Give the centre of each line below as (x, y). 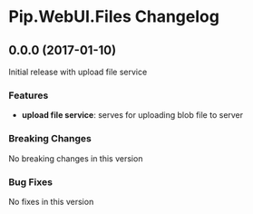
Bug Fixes (31, 181)
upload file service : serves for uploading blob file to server (132, 115)
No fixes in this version (51, 201)
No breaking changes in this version (76, 158)
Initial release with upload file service (78, 72)
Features (29, 95)
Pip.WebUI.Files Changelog (114, 17)
